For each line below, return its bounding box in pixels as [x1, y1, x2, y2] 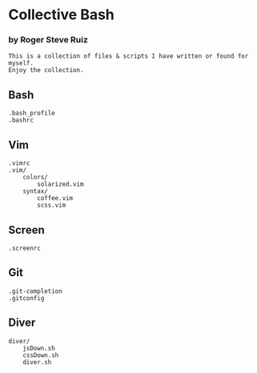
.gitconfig [8, 294, 45, 302]
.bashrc [8, 116, 34, 125]
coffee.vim [37, 195, 74, 203]
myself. [8, 59, 34, 67]
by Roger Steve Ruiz [8, 34, 88, 46]
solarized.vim [37, 180, 84, 189]
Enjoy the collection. [8, 66, 84, 74]
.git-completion [8, 287, 62, 295]
